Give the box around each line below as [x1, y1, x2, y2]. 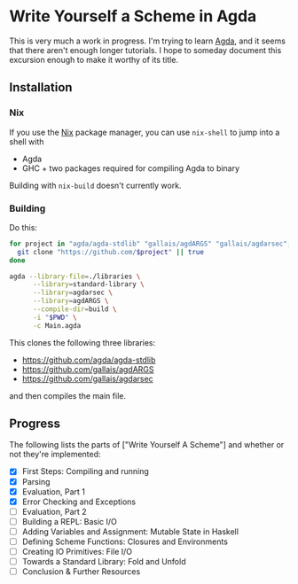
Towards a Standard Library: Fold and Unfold [21, 557, 186, 567]
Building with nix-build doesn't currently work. [9, 180, 182, 191]
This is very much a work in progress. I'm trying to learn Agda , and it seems [9, 35, 286, 46]
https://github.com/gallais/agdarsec [21, 373, 153, 384]
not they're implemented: [9, 449, 101, 460]
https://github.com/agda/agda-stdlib [21, 354, 156, 365]
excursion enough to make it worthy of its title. [9, 54, 179, 65]
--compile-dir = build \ [32, 305, 117, 314]
